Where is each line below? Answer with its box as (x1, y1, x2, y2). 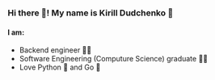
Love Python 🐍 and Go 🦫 (19, 62, 101, 72)
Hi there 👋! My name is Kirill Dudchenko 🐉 (7, 7, 174, 19)
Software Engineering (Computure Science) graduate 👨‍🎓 (19, 54, 209, 64)
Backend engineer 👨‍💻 (19, 45, 92, 55)
